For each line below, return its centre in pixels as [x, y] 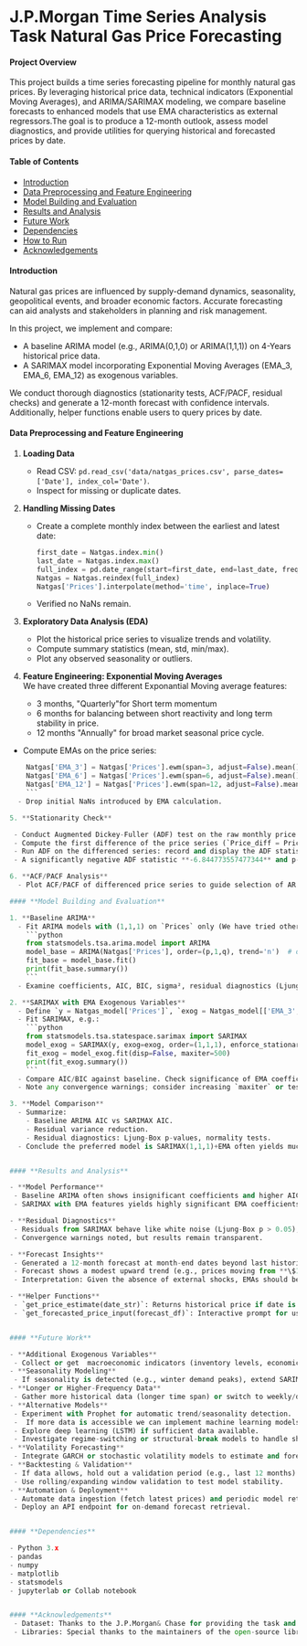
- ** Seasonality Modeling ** [63, 1371]
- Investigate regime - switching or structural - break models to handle [150, 1439]
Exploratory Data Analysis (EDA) [85, 621]
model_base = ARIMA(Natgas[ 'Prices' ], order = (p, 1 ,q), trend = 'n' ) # [159, 952]
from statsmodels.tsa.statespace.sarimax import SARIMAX [137, 1036]
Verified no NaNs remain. [84, 604]
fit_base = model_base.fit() [81, 961]
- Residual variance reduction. [87, 1129]
